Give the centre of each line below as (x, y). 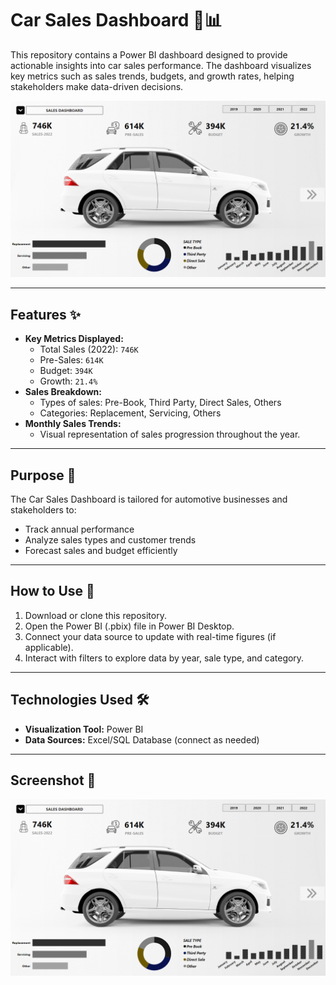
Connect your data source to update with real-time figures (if (150, 636)
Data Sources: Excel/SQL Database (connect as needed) (142, 739)
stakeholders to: (43, 510)
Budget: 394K (66, 371)
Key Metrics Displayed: (74, 339)
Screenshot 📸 (53, 780)
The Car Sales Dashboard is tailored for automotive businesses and (149, 499)
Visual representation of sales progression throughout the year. (170, 434)
